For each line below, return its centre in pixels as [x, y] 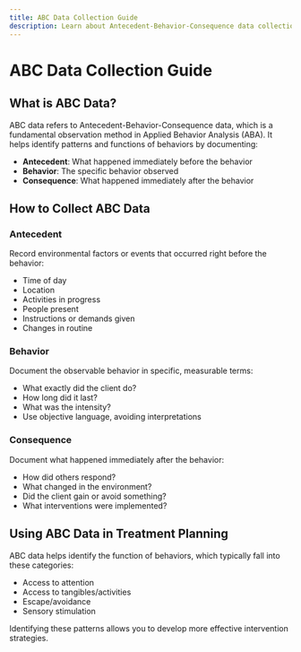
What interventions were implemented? [95, 505]
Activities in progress [61, 300]
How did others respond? [69, 477]
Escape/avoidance [56, 601]
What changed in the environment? [87, 486]
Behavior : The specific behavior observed [100, 170]
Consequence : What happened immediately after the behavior [138, 180]
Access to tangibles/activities [77, 592]
